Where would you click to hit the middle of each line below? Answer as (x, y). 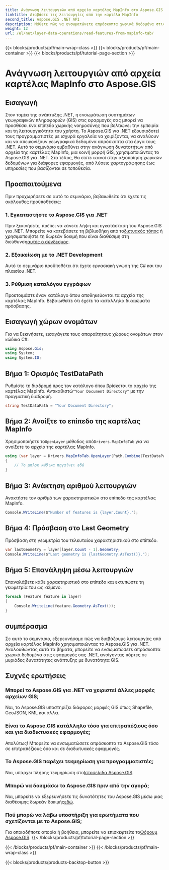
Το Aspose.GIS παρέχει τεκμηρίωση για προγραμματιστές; (79, 762)
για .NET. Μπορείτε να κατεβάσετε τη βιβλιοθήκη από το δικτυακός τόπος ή (84, 231)
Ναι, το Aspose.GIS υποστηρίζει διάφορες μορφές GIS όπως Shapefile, (79, 707)
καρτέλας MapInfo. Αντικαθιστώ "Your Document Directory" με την (75, 391)
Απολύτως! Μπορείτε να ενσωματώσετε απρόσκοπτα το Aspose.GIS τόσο (82, 743)
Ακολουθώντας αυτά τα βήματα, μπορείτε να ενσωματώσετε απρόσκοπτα (83, 649)
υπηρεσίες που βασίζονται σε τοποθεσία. (48, 168)
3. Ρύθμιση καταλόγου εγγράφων (48, 284)
